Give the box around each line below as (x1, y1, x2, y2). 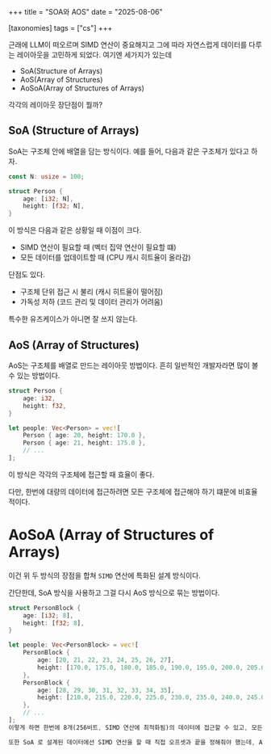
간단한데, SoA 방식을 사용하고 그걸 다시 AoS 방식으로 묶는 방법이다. (8, 588, 220, 597)
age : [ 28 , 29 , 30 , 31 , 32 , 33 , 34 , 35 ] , (37, 686, 175, 694)
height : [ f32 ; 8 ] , (23, 619, 85, 627)
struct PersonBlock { (8, 604, 81, 612)
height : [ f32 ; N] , (23, 202, 85, 210)
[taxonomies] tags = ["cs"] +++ (8, 23, 113, 32)
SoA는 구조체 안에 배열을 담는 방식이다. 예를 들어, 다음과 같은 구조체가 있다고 (8, 146, 250, 156)
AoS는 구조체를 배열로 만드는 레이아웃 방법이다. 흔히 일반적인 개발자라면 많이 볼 (8, 360, 259, 370)
